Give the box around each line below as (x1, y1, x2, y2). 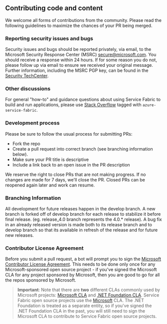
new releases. (5, 232, 34, 238)
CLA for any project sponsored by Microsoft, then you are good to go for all (5, 272, 160, 278)
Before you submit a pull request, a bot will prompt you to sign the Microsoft (5, 256, 162, 262)
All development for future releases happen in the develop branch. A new (5, 206, 156, 211)
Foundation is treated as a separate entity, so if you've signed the (17, 303, 152, 309)
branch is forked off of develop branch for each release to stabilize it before (5, 211, 161, 217)
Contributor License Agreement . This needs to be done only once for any (5, 261, 156, 267)
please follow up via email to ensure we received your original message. (5, 62, 154, 68)
